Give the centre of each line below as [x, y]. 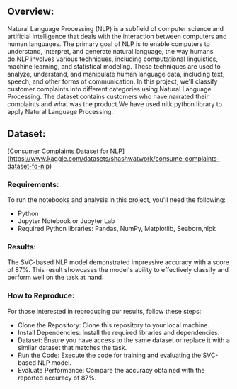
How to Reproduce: [41, 295]
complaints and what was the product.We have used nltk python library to [115, 104]
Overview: [31, 12]
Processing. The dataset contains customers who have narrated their [108, 96]
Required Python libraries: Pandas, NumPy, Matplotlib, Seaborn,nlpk [117, 228]
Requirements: [33, 184]
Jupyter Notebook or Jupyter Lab [66, 221]
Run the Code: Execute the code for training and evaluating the [109, 355]
